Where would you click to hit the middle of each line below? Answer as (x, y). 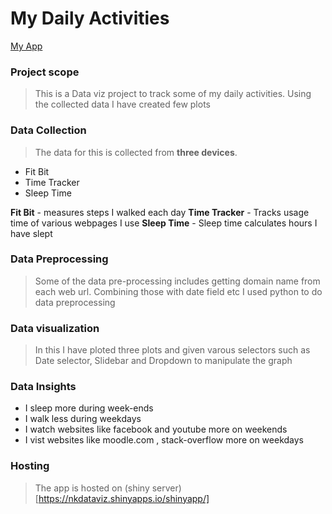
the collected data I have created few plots (122, 104)
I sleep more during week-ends (89, 408)
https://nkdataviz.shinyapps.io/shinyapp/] (124, 498)
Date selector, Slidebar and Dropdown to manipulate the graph (163, 361)
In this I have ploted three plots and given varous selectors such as (172, 350)
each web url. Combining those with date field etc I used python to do (178, 291)
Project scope (45, 72)
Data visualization (55, 328)
